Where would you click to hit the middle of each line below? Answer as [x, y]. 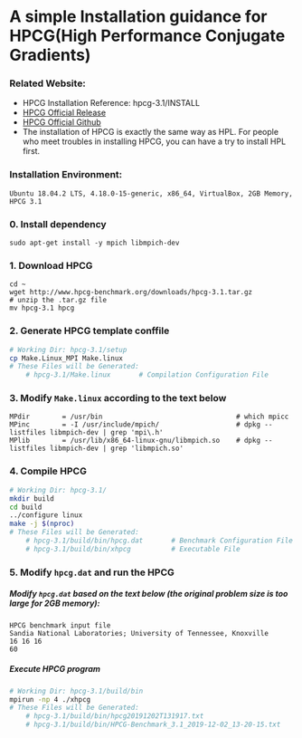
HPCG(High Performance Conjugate [147, 36]
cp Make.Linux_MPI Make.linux [66, 358]
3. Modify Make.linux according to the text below [118, 398]
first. [31, 151]
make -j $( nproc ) [42, 524]
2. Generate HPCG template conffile [90, 331]
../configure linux [46, 515]
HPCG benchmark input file [60, 625]
